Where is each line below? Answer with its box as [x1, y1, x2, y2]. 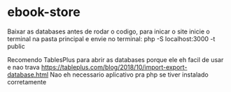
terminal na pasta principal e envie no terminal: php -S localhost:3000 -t [7, 34, 216, 43]
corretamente [7, 77, 47, 86]
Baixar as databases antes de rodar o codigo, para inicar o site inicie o [7, 27, 210, 36]
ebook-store [7, 4, 80, 20]
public [7, 42, 26, 50]
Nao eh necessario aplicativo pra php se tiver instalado [50, 70, 209, 79]
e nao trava [7, 63, 40, 71]
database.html [7, 70, 49, 79]
